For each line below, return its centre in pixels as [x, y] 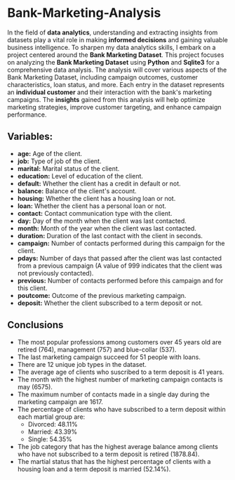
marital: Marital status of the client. [68, 168]
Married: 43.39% [53, 432]
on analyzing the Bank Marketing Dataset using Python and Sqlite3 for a [113, 62]
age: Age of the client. [50, 153]
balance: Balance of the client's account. [77, 190]
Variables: [30, 137]
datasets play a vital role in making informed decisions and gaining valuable [117, 39]
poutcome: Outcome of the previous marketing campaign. [102, 295]
